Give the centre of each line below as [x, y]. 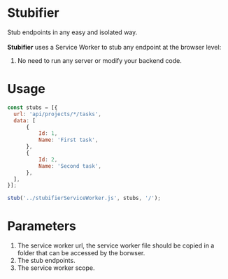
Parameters [42, 226]
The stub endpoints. [46, 261]
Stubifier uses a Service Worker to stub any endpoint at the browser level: [114, 47]
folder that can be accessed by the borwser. [81, 253]
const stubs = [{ [33, 107]
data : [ [25, 120]
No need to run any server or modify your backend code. [99, 60]
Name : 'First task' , [68, 140]
